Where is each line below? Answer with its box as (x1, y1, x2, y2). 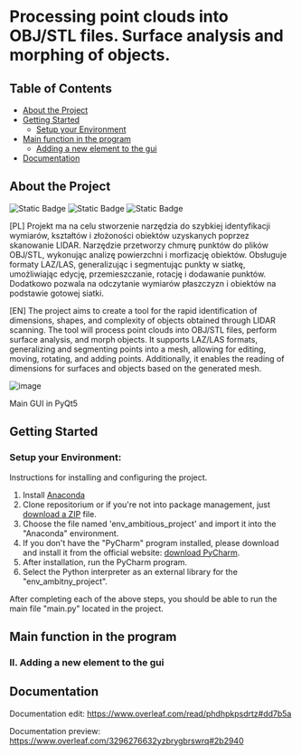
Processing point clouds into (9, 6, 229, 27)
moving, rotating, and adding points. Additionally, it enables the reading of (9, 353, 285, 363)
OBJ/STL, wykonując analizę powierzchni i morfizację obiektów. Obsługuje (9, 249, 287, 260)
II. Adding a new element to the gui (9, 656, 165, 668)
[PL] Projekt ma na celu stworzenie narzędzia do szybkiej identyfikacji (9, 220, 271, 231)
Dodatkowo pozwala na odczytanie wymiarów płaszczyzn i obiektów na (9, 278, 277, 288)
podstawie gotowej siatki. (9, 288, 104, 298)
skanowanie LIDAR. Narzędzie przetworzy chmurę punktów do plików (9, 240, 269, 250)
